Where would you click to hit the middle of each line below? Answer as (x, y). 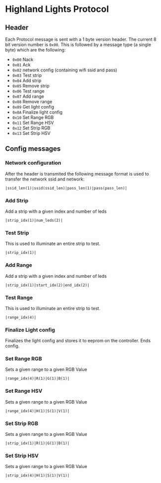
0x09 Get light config (33, 107)
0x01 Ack (21, 65)
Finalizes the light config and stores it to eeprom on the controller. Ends (78, 341)
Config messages (33, 149)
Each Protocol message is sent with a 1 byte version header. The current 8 (81, 39)
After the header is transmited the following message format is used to (77, 174)
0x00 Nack (23, 60)
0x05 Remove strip (31, 86)
